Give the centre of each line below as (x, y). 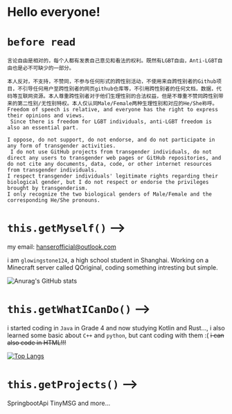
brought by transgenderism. (48, 188)
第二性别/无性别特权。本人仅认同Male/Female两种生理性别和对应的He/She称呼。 (117, 104)
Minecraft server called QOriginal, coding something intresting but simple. (113, 267)
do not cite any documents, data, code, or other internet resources (110, 164)
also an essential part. (43, 128)
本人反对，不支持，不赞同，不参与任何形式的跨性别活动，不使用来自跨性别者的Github (112, 82)
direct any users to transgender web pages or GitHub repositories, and (114, 158)
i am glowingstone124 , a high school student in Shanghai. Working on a (108, 261)
